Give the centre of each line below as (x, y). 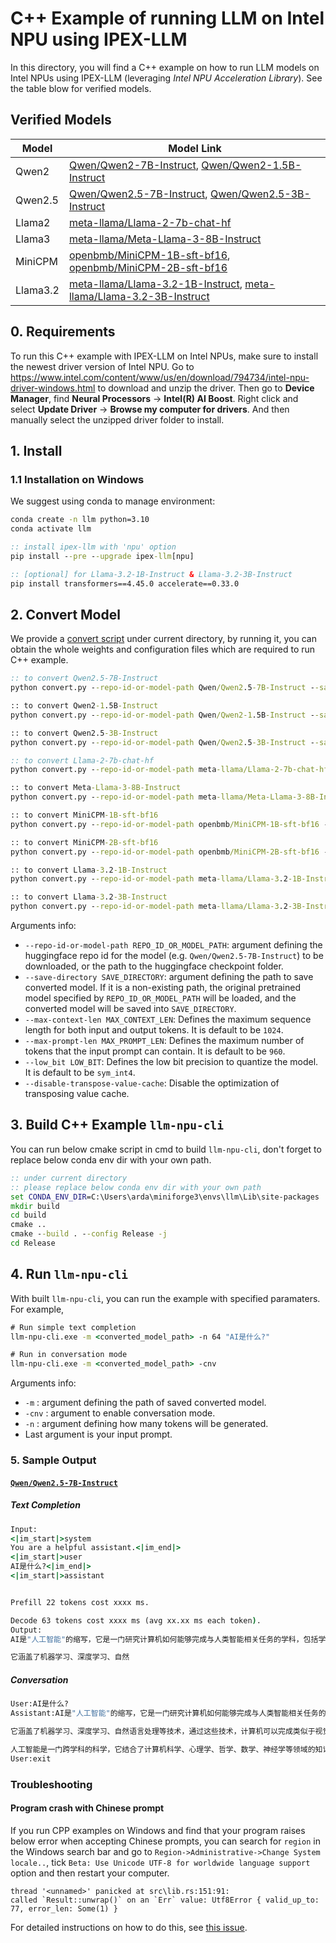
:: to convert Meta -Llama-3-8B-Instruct (96, 788)
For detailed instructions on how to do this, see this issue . (129, 1927)
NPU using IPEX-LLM (99, 39)
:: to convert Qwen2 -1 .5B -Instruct (84, 706)
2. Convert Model (65, 614)
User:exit (31, 1758)
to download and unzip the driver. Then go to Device (206, 388)
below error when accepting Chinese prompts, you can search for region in (166, 1841)
